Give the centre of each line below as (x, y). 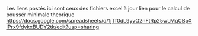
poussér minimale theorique (40, 15)
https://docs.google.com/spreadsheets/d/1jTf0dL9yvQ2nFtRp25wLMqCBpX (99, 21)
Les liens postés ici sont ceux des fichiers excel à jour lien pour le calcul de (98, 8)
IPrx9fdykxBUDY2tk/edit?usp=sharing (53, 27)
